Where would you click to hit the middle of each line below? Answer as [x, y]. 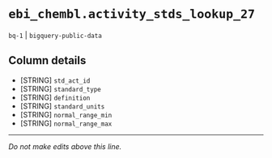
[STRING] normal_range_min [66, 114]
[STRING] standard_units [62, 106]
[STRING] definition [55, 97]
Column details [47, 60]
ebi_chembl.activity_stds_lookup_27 [132, 14]
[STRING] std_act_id [55, 80]
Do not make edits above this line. [65, 146]
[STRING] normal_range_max [66, 123]
